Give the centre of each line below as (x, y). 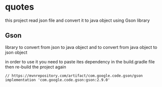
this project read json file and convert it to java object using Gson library (78, 20)
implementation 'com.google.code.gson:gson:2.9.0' (58, 80)
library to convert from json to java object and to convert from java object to (81, 47)
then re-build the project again (36, 67)
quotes (20, 7)
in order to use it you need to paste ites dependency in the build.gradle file (80, 61)
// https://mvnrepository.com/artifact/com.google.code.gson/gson (74, 76)
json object (16, 52)
